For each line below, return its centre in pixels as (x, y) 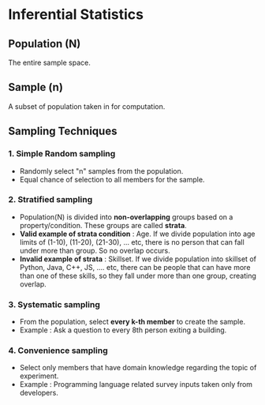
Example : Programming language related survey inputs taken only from (136, 384)
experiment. (39, 376)
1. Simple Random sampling (62, 154)
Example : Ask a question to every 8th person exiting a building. (123, 330)
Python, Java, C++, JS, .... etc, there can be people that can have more (135, 267)
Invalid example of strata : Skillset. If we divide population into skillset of (138, 259)
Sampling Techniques (63, 131)
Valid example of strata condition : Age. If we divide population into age (137, 234)
